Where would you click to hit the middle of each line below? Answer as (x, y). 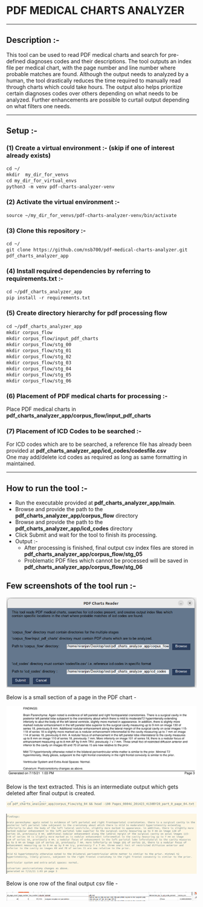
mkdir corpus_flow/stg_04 (39, 369)
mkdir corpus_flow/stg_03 (39, 363)
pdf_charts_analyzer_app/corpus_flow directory (76, 516)
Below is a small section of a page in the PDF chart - (72, 697)
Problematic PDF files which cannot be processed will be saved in (106, 561)
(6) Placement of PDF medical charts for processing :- (87, 396)
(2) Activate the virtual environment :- (63, 202)
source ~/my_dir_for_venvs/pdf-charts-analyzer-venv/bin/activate (92, 215)
